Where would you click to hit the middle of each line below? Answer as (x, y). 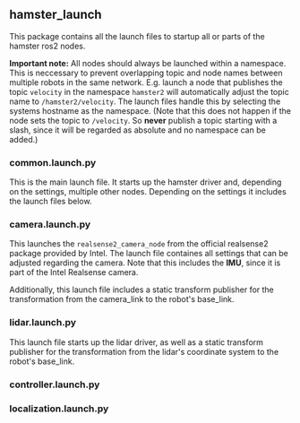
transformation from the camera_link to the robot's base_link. (122, 299)
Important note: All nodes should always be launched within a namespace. (148, 63)
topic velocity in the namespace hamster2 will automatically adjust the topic (149, 91)
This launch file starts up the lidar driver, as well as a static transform (137, 342)
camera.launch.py (50, 225)
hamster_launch (56, 15)
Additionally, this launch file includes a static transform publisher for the (142, 289)
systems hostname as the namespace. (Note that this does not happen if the (150, 110)
